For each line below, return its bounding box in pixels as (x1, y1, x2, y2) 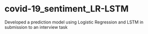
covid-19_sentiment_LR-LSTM (4, 3, 129, 14)
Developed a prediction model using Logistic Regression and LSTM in (4, 19, 144, 25)
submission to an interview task (4, 24, 68, 30)
